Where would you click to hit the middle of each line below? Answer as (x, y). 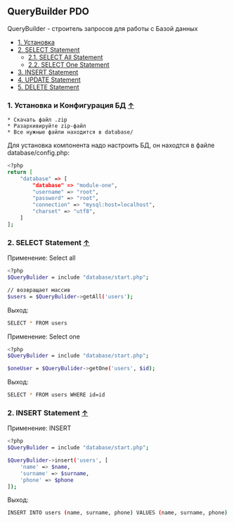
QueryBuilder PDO (48, 12)
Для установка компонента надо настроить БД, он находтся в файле (111, 145)
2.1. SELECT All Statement (65, 57)
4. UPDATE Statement (49, 80)
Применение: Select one (44, 336)
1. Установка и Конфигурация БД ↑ (71, 105)
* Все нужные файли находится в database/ (70, 132)
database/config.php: (39, 153)
